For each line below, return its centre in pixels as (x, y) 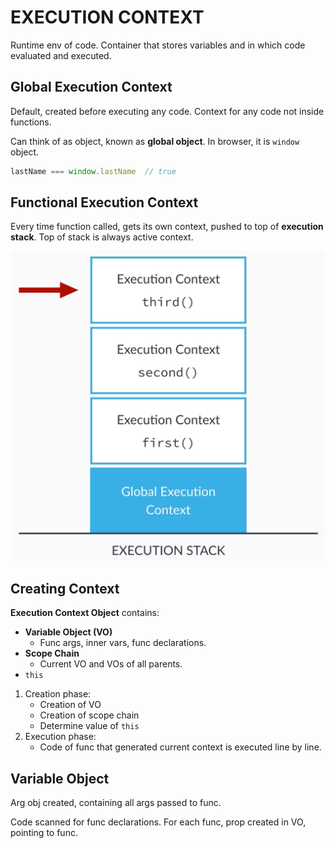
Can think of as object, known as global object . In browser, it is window (155, 141)
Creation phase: (58, 694)
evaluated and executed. (61, 55)
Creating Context (65, 588)
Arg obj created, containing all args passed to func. (116, 803)
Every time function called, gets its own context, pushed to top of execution (167, 227)
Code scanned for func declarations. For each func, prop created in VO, (158, 822)
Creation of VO (70, 705)
